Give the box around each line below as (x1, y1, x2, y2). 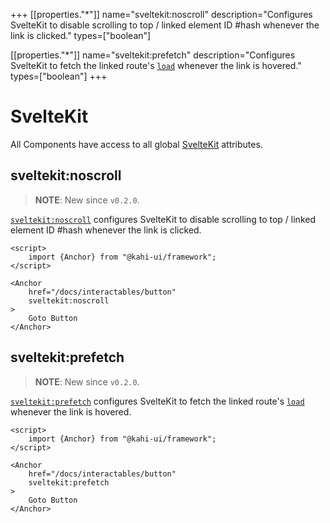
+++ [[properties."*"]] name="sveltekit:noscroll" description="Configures (10, 9, 313, 20)
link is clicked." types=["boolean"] (10, 30, 152, 41)
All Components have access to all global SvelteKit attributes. (10, 138, 263, 150)
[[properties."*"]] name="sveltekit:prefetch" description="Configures (10, 49, 296, 61)
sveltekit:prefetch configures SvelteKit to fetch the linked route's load (10, 395, 305, 407)
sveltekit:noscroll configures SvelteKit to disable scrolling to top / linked (10, 213, 316, 225)
